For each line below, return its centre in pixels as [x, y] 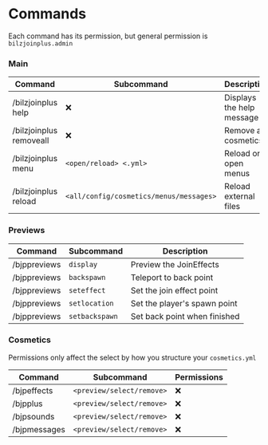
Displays [240, 98]
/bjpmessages [39, 429]
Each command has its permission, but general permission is [108, 36]
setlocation [91, 303]
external [240, 196]
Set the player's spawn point [184, 303]
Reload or [242, 154]
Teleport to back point [172, 278]
